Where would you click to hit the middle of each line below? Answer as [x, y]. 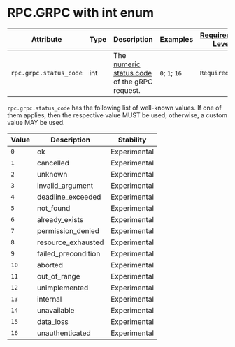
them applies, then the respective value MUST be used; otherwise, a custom [117, 115]
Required [214, 73]
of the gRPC [133, 82]
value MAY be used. [36, 122]
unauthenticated [64, 333]
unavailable [56, 310]
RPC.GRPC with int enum [81, 13]
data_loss [53, 321]
